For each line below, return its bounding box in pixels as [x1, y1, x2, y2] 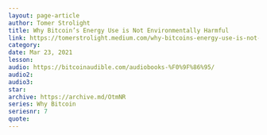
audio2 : [8, 71, 34, 79]
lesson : [8, 56, 34, 64]
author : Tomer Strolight [8, 19, 91, 27]
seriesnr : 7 [8, 108, 48, 116]
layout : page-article [8, 11, 80, 20]
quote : [8, 115, 30, 123]
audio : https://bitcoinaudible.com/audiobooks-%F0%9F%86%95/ [8, 64, 215, 71]
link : [8, 33, 26, 42]
